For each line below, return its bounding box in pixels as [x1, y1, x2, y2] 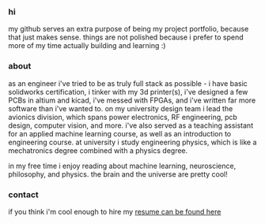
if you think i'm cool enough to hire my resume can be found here [8, 207, 221, 216]
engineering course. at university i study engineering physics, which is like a [8, 137, 257, 147]
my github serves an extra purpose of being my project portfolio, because [8, 24, 249, 34]
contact [8, 189, 40, 200]
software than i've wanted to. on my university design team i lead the [8, 103, 233, 113]
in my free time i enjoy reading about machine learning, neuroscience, [8, 161, 237, 170]
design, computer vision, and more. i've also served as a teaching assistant [8, 121, 254, 130]
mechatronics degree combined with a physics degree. [8, 145, 188, 155]
